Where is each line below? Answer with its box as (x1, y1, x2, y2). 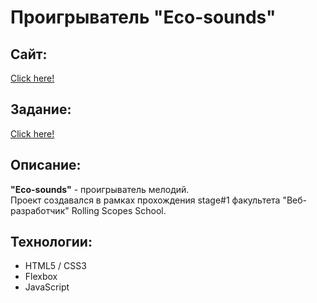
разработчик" (10, 204, 70, 216)
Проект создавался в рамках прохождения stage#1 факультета (10, 194, 281, 206)
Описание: (10, 157, 82, 174)
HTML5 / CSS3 (24, 260, 87, 272)
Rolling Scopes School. (71, 204, 167, 216)
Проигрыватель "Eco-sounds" (10, 6, 277, 29)
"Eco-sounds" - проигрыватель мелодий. (10, 183, 190, 195)
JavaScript (24, 281, 70, 293)
